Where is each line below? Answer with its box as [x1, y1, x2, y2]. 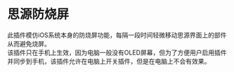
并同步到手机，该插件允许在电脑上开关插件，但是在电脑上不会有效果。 [7, 57, 211, 65]
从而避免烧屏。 [7, 39, 51, 48]
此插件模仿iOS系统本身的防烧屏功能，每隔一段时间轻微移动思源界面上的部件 [7, 31, 227, 39]
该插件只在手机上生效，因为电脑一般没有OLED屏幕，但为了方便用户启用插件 [7, 48, 227, 57]
